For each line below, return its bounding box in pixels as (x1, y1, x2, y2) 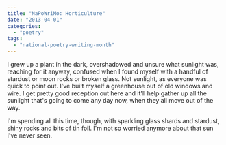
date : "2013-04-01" (7, 16, 63, 23)
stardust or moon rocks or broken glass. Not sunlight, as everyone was (7, 75, 207, 82)
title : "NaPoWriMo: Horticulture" (7, 10, 106, 17)
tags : (7, 35, 23, 42)
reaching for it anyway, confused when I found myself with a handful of (7, 67, 209, 76)
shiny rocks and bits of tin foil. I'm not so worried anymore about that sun (7, 124, 214, 132)
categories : (7, 22, 41, 29)
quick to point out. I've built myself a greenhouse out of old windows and (7, 82, 213, 90)
